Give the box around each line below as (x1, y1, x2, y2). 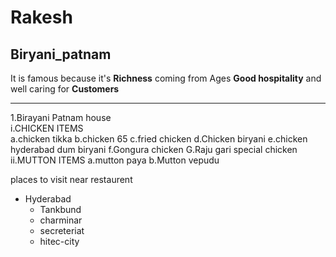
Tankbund (39, 204, 82, 215)
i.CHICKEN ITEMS (10, 122, 84, 134)
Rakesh (10, 6, 73, 29)
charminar (39, 214, 83, 226)
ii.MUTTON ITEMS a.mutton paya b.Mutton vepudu (10, 154, 220, 166)
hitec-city (39, 236, 80, 247)
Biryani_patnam (10, 46, 112, 63)
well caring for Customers (10, 83, 120, 95)
